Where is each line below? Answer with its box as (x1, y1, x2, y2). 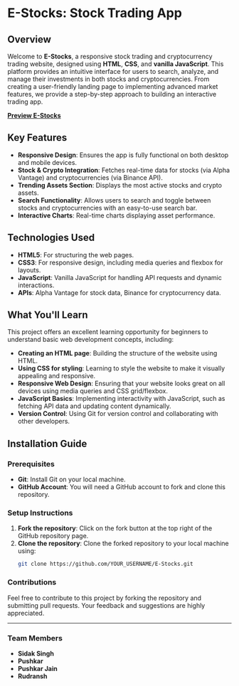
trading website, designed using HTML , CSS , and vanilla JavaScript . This (7, 60, 224, 68)
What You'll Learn (7, 309, 88, 321)
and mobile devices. (17, 158, 77, 166)
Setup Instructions (7, 508, 73, 518)
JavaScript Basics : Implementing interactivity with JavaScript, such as (17, 395, 225, 403)
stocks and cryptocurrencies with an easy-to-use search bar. (17, 203, 198, 212)
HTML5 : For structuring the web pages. (17, 250, 134, 259)
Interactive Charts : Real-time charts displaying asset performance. (17, 211, 216, 220)
